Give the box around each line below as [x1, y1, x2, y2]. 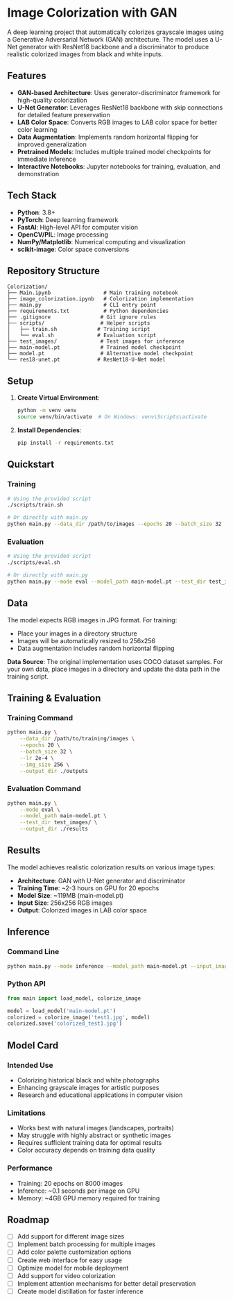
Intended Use [7, 1060, 53, 1070]
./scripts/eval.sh [7, 559, 60, 566]
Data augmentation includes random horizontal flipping [17, 644, 175, 652]
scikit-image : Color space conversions [17, 245, 130, 253]
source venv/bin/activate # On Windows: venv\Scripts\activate [17, 414, 207, 420]
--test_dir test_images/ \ [19, 819, 98, 826]
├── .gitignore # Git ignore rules [7, 314, 157, 321]
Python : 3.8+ [17, 208, 55, 216]
